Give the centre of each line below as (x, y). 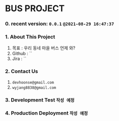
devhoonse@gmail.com (33, 82)
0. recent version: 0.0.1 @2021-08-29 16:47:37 (60, 24)
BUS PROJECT (35, 9)
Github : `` (22, 54)
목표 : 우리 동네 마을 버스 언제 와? (44, 48)
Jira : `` (19, 59)
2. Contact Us (21, 71)
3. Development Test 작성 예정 (40, 100)
